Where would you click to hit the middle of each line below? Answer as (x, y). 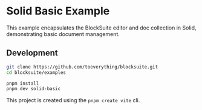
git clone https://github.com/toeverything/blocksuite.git (82, 67)
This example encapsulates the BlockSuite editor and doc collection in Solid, (101, 28)
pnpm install (23, 83)
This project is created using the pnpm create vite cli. (73, 100)
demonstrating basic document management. (63, 34)
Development (32, 53)
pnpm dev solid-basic (34, 89)
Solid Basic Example (58, 11)
